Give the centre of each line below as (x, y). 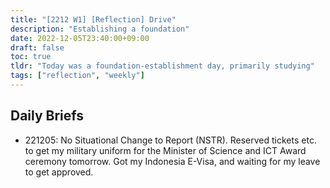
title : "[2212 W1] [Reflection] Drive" (93, 19)
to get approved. (59, 172)
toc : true (31, 57)
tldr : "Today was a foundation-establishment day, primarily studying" (162, 66)
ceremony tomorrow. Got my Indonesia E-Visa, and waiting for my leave (172, 161)
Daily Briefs (47, 116)
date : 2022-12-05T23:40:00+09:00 (80, 38)
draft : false (37, 47)
